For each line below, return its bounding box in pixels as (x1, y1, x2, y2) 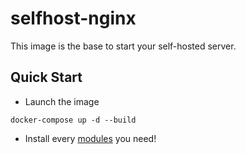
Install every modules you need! (24, 132, 157, 144)
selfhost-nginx (10, 7, 137, 30)
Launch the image (24, 95, 100, 107)
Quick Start (10, 69, 83, 86)
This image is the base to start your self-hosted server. (10, 40, 237, 52)
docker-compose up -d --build (10, 115, 137, 125)
